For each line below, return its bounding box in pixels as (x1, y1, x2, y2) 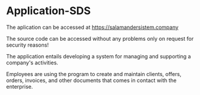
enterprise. (6, 83, 33, 90)
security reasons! (6, 41, 49, 48)
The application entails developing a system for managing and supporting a (6, 53, 192, 60)
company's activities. (6, 59, 58, 66)
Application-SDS (6, 4, 91, 18)
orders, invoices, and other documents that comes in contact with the (6, 77, 177, 84)
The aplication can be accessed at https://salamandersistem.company (6, 24, 179, 31)
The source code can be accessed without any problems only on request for (6, 35, 194, 42)
